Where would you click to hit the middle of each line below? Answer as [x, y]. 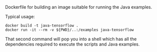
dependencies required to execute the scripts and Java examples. [73, 44]
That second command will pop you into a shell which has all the [71, 39]
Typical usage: [20, 16]
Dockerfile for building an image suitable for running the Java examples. [79, 7]
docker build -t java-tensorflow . [42, 26]
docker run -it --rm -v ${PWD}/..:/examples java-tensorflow [70, 30]
